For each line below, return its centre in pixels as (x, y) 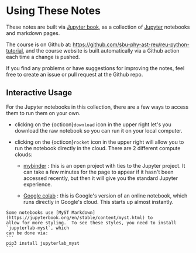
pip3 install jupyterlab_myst (43, 243)
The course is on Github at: (39, 44)
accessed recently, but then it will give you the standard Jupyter (101, 178)
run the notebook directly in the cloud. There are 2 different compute (97, 148)
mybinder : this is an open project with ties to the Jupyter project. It (104, 165)
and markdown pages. (33, 33)
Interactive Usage (39, 93)
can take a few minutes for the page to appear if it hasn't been (98, 172)
